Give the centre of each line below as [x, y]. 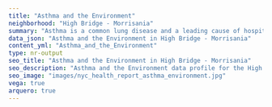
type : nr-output [36, 53]
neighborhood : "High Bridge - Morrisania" [81, 23]
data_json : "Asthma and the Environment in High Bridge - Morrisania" [130, 38]
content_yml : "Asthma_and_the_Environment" [83, 46]
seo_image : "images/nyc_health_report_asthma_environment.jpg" [117, 76]
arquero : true [32, 91]
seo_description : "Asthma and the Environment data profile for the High [136, 68]
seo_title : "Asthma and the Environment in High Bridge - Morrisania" [130, 61]
